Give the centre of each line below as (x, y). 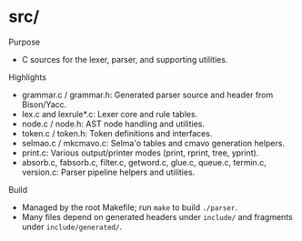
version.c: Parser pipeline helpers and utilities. (108, 172)
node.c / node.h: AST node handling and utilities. (113, 124)
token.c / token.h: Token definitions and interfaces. (117, 133)
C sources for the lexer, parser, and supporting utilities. (125, 59)
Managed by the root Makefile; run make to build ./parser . (130, 207)
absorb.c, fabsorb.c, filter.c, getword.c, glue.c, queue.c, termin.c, (144, 162)
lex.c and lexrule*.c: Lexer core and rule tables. (110, 114)
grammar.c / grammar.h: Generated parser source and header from (147, 95)
